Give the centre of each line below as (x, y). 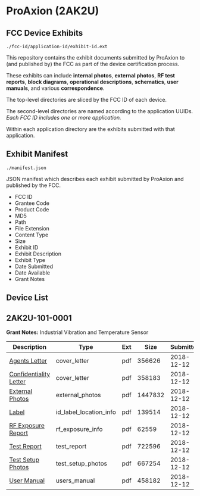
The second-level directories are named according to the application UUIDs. (100, 111)
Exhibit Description (38, 254)
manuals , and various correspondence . (55, 88)
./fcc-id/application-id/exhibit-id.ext (57, 46)
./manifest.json (26, 168)
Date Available (32, 273)
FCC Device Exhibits (45, 33)
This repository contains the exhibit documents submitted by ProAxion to (96, 57)
